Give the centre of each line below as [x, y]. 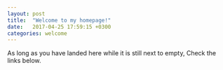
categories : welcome [38, 33]
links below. [24, 61]
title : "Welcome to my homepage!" [59, 20]
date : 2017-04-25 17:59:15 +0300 [59, 27]
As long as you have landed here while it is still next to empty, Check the [111, 53]
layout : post [26, 14]
